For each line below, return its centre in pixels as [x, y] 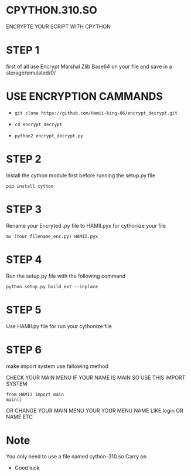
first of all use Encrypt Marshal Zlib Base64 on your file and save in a [89, 66]
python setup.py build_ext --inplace [52, 286]
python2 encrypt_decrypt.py [49, 136]
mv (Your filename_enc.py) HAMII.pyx [52, 236]
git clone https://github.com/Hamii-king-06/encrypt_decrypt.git [96, 113]
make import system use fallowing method [57, 366]
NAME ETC [20, 417]
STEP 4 [24, 259]
